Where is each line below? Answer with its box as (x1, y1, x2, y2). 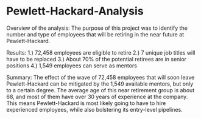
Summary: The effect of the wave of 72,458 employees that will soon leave (6, 73, 195, 81)
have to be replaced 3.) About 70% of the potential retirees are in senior (6, 55, 187, 63)
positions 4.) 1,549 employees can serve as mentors (6, 62, 137, 69)
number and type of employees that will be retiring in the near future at (6, 30, 185, 38)
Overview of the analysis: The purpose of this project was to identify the (6, 24, 188, 32)
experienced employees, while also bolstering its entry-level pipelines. (6, 106, 183, 113)
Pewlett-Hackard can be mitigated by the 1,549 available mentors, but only (6, 80, 194, 87)
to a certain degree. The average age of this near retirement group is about (6, 86, 195, 93)
